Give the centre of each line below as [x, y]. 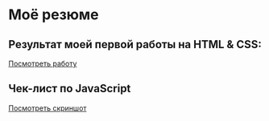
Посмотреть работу [43, 63]
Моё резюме [54, 15]
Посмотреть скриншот [48, 108]
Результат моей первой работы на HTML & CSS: [135, 44]
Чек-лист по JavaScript [70, 89]
